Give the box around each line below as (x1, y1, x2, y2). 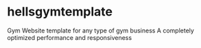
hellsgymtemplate (7, 4, 113, 20)
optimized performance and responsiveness (7, 33, 132, 41)
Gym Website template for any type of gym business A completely (7, 26, 194, 34)
